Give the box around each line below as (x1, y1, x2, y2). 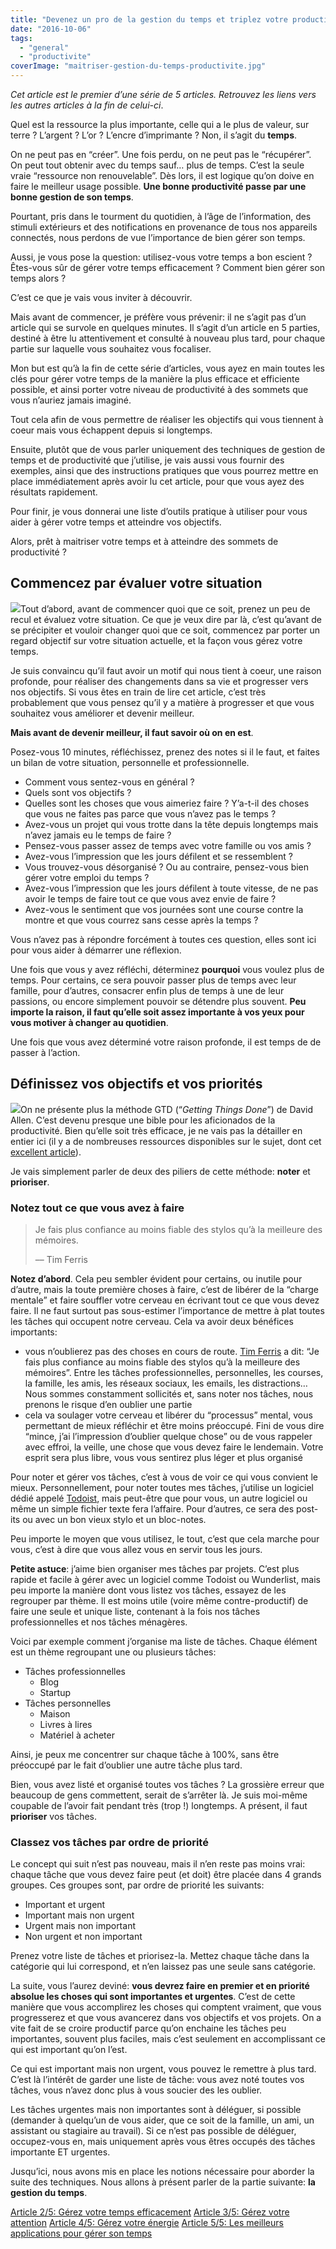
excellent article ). (10, 1146, 82, 1158)
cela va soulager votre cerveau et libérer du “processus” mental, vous (24, 1409, 313, 1421)
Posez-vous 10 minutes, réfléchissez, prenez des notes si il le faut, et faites (10, 746, 320, 758)
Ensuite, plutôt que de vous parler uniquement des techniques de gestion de (10, 444, 326, 455)
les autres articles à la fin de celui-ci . (10, 99, 164, 111)
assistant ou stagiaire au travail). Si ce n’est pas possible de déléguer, (10, 2125, 297, 2137)
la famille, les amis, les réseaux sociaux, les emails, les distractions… (24, 1377, 308, 1389)
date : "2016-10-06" (10, 24, 92, 34)
